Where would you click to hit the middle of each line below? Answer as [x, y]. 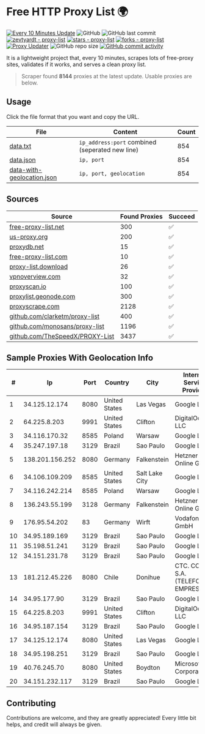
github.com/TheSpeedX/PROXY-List [62, 336]
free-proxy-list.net [37, 227]
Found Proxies [141, 216]
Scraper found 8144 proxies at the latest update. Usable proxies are [106, 76]
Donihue [148, 577]
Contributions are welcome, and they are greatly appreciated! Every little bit [101, 718]
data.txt [20, 146]
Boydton [148, 668]
